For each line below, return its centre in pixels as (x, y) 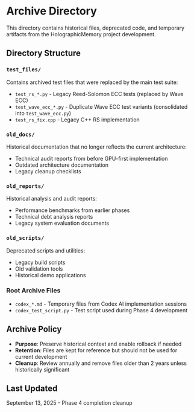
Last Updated (32, 389)
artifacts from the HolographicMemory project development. (81, 34)
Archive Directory (52, 11)
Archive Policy (34, 330)
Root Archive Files (33, 291)
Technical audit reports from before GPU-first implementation (91, 158)
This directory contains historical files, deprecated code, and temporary (95, 28)
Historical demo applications (50, 275)
